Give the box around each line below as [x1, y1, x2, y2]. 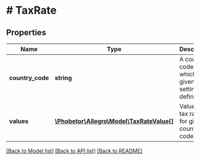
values [9, 117, 29, 125]
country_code [9, 74, 49, 82]
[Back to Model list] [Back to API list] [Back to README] [6, 147, 143, 154]
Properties [6, 27, 46, 38]
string [54, 74, 73, 82]
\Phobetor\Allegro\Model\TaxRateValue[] [54, 117, 174, 125]
